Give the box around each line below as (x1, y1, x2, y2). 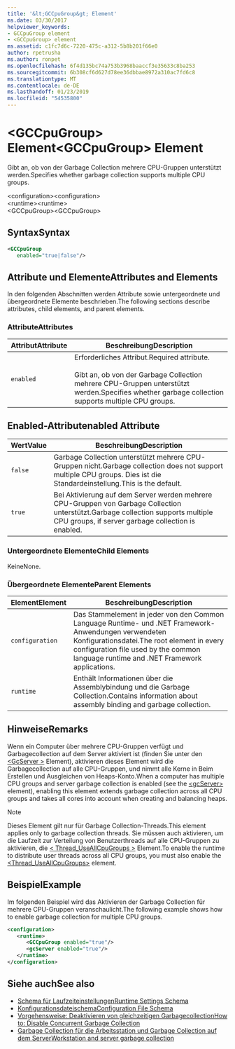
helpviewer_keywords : (7, 23, 71, 30)
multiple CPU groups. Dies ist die (53, 470, 162, 480)
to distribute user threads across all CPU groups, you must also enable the (7, 851, 222, 859)
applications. (73, 662, 115, 672)
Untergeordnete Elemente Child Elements (7, 546, 149, 556)
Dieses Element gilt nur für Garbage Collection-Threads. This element (7, 821, 206, 830)
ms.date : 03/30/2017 (7, 17, 68, 24)
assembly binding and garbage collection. (73, 700, 211, 710)
